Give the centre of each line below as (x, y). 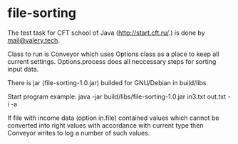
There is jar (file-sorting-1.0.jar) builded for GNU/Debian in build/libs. (108, 82)
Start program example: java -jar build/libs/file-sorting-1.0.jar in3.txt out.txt (117, 96)
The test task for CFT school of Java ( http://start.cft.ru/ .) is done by (106, 33)
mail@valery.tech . (34, 40)
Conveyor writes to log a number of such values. (79, 133)
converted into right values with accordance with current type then (106, 125)
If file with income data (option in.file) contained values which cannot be (113, 118)
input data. (23, 69)
